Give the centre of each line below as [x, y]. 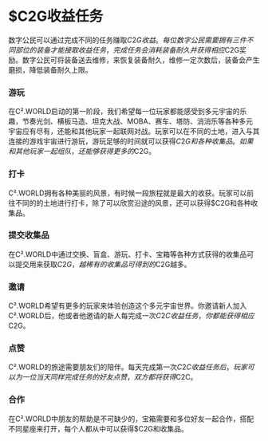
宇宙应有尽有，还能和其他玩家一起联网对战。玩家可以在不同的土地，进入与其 [134, 132]
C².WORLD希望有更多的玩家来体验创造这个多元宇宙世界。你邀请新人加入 [128, 306]
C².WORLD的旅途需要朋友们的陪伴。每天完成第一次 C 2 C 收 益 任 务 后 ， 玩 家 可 [131, 367]
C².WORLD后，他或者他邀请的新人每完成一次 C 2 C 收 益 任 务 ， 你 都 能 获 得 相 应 [131, 316]
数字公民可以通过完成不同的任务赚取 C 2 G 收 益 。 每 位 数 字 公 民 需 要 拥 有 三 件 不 [131, 40]
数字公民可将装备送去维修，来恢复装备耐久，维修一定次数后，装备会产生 [141, 60]
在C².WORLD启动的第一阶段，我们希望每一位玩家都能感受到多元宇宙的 [124, 112]
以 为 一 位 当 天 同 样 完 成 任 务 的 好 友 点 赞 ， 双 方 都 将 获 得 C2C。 [103, 377]
